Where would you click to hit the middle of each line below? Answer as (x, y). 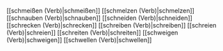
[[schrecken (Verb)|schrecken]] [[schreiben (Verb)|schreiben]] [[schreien (111, 25)
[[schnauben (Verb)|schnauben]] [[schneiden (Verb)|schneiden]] (99, 18)
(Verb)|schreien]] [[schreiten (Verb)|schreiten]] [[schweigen (92, 32)
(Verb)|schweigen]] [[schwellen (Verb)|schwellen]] (79, 40)
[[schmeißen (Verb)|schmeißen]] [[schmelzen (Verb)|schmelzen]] (101, 11)
